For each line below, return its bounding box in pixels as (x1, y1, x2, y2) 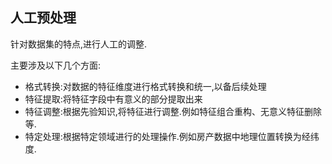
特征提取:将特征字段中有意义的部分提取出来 (24, 93, 203, 105)
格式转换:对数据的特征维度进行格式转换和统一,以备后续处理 (24, 80, 267, 92)
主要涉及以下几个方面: (10, 59, 102, 71)
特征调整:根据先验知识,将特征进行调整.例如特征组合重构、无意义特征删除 (24, 105, 322, 117)
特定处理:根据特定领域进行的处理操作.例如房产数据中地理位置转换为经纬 (24, 130, 320, 142)
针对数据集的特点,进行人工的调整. (10, 38, 148, 50)
